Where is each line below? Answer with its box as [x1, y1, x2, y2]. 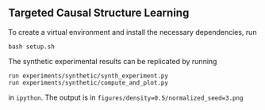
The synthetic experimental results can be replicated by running [8, 56, 217, 66]
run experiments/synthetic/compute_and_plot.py [8, 78, 169, 86]
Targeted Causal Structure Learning [8, 6, 190, 20]
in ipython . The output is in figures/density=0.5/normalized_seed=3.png [8, 93, 244, 102]
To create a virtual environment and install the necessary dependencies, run [8, 27, 257, 36]
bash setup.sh [8, 43, 56, 51]
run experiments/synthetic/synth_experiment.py [8, 71, 169, 80]
